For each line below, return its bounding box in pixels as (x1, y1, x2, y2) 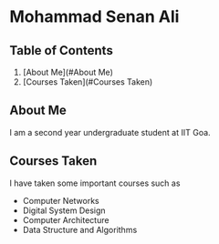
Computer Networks (22, 195, 100, 206)
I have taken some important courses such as (9, 178, 181, 188)
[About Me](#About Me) (22, 66, 114, 77)
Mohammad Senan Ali (9, 6, 180, 27)
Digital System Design (22, 205, 107, 216)
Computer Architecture (22, 214, 109, 225)
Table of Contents (9, 43, 114, 58)
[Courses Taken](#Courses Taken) (22, 76, 153, 87)
